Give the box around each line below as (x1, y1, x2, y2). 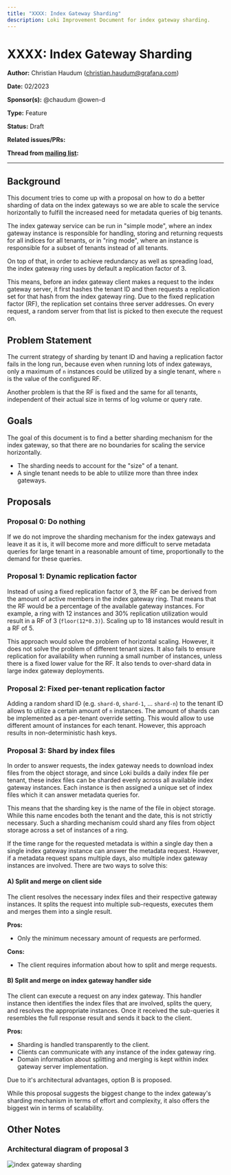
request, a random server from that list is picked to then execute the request (7, 307, 223, 316)
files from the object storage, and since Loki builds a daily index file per (7, 769, 210, 777)
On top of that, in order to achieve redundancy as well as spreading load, (7, 257, 214, 265)
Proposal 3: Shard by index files (7, 746, 115, 755)
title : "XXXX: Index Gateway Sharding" (7, 10, 122, 17)
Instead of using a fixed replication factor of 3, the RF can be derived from (7, 587, 217, 595)
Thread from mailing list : (7, 149, 79, 157)
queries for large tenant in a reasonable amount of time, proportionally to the (7, 547, 224, 555)
